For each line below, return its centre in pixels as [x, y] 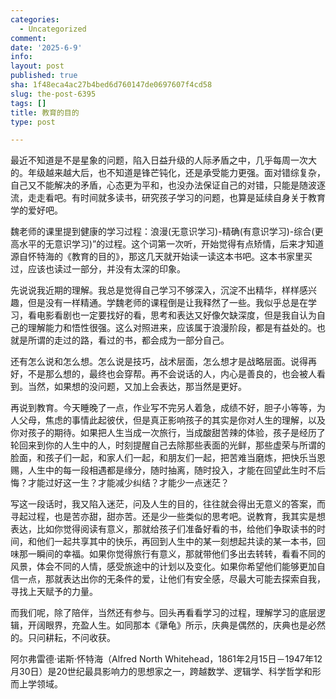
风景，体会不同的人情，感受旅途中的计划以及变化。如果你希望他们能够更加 [163, 567]
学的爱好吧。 [36, 210]
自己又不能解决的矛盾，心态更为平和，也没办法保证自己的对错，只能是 [155, 185]
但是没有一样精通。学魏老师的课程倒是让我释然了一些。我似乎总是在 [167, 303]
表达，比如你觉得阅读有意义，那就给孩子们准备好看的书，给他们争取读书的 [163, 529]
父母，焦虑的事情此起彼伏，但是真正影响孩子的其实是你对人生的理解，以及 [172, 420]
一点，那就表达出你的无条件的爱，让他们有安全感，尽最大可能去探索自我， [172, 579]
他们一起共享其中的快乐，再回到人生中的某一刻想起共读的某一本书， [176, 542]
